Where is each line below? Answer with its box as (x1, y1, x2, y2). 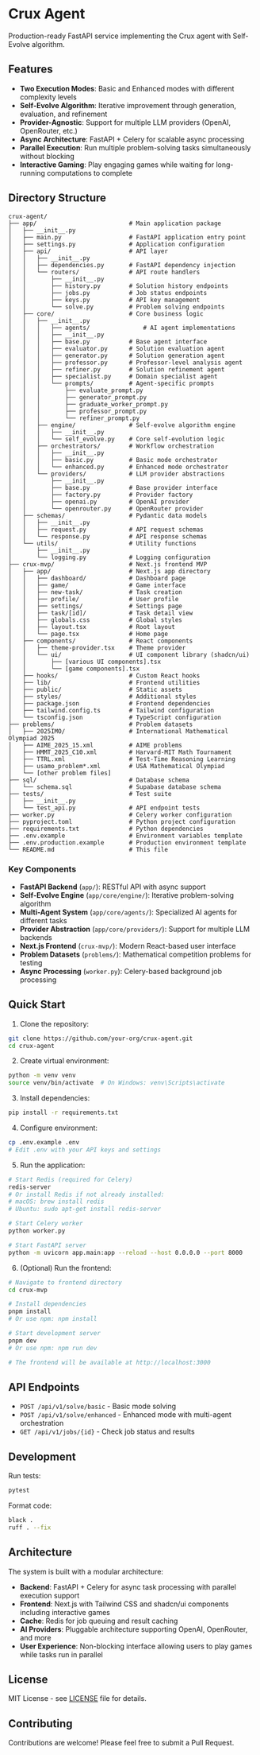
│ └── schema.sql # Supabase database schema (8, 782, 222, 791)
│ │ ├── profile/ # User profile (8, 595, 179, 603)
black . (8, 1516, 34, 1524)
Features (8, 63, 53, 76)
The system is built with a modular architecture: (8, 1567, 164, 1576)
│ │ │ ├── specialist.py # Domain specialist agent (8, 372, 218, 380)
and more (19, 1633, 52, 1642)
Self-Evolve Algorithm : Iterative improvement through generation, (19, 100, 236, 110)
